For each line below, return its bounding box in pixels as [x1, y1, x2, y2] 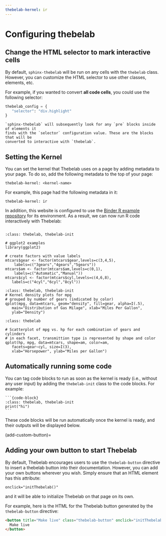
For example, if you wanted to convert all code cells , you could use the [5, 89, 150, 95]
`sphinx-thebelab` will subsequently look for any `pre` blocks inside [5, 122, 156, 127]
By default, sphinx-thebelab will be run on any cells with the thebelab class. [5, 69, 159, 75]
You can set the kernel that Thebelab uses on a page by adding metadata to [5, 166, 160, 172]
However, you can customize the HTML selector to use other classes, [5, 74, 147, 80]
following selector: [5, 94, 43, 100]
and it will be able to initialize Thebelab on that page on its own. [5, 493, 134, 499]
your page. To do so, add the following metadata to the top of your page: [5, 171, 153, 177]
